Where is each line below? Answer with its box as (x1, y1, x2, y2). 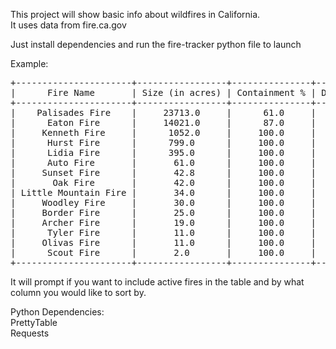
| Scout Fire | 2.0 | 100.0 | (10, 247, 317, 258)
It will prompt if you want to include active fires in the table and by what (10, 276, 305, 288)
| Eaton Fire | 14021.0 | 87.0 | (10, 117, 317, 128)
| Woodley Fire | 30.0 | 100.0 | (10, 197, 317, 208)
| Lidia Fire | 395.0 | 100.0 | (10, 147, 317, 158)
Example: (10, 58, 49, 69)
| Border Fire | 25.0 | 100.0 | (10, 207, 317, 218)
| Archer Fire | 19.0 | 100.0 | (10, 217, 317, 228)
